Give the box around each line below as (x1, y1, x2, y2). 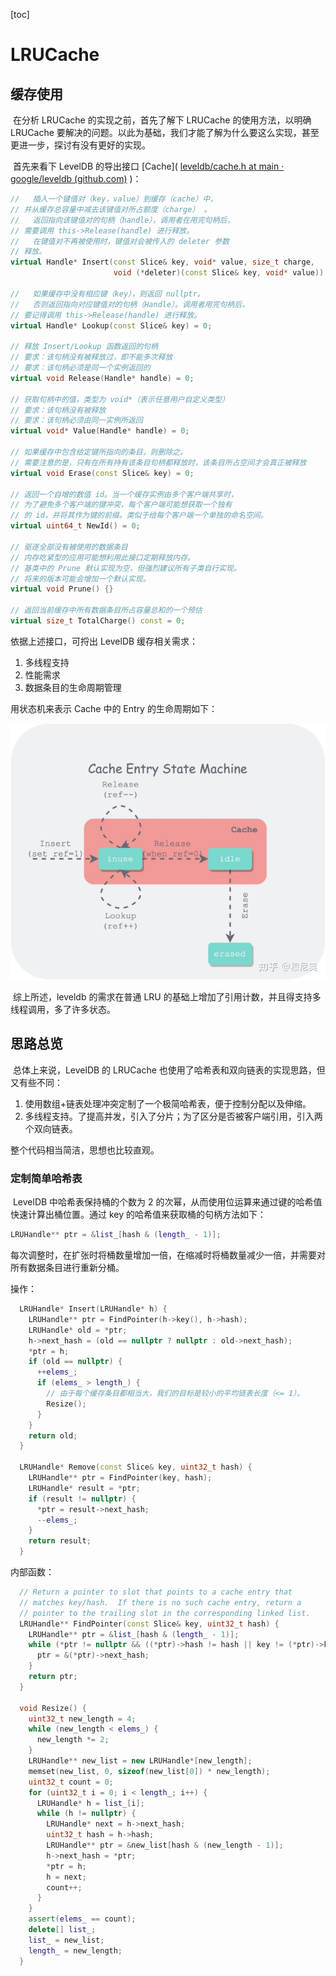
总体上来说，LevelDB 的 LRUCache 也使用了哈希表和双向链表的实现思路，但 (12, 1064, 326, 1076)
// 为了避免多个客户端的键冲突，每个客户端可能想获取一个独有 (10, 500, 233, 510)
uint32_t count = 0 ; (28, 1777, 114, 1787)
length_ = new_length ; (28, 1945, 123, 1956)
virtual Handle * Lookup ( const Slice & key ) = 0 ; (10, 320, 213, 331)
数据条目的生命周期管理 (24, 681, 122, 693)
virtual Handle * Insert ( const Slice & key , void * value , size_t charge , (10, 257, 315, 268)
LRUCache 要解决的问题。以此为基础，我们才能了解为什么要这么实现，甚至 (10, 127, 320, 138)
